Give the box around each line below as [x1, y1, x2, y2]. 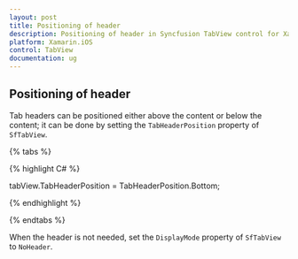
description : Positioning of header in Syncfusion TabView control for [9, 29, 279, 38]
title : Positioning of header [9, 21, 122, 30]
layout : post [9, 12, 58, 22]
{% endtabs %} [9, 214, 66, 225]
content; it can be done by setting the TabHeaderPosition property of [9, 119, 260, 130]
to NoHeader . [9, 240, 53, 252]
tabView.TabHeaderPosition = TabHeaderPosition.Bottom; [9, 180, 220, 191]
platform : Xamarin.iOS [9, 37, 93, 47]
